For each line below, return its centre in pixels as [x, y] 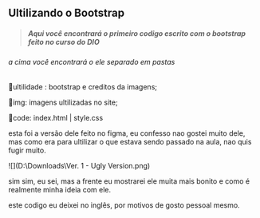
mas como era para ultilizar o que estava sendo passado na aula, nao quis [130, 141]
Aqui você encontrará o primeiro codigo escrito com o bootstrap [136, 33]
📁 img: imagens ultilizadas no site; [63, 102]
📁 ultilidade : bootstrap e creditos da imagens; [83, 86]
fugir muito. [27, 150]
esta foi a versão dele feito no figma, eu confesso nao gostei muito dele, [127, 133]
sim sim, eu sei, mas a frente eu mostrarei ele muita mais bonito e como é [129, 181]
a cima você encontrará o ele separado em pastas [92, 62]
